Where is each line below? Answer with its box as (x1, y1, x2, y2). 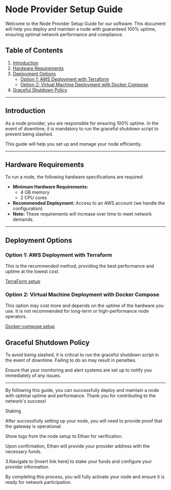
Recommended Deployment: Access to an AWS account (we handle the (12, 200, 165, 206)
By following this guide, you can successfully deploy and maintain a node (5, 387, 159, 393)
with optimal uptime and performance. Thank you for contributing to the (5, 392, 156, 399)
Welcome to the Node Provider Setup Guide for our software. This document (5, 20, 166, 27)
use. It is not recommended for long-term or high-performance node (5, 308, 149, 314)
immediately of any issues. (5, 372, 62, 379)
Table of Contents (5, 46, 64, 55)
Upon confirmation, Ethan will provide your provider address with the (5, 443, 150, 449)
